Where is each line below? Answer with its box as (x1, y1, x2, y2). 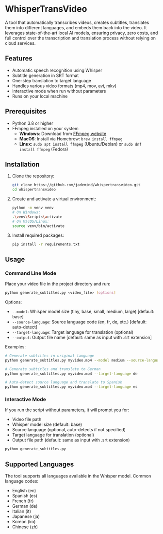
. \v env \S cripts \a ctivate (12, 214, 63, 219)
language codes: (5, 478, 39, 484)
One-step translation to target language (12, 77, 91, 83)
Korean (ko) (12, 519, 36, 525)
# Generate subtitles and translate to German (5, 366, 101, 371)
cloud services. (5, 40, 36, 46)
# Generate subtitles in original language (5, 353, 95, 358)
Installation (5, 160, 40, 169)
